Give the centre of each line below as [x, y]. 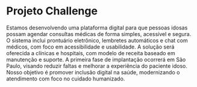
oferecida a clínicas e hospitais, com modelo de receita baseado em [91, 53]
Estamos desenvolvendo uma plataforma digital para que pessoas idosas [97, 28]
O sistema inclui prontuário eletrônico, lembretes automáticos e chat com [97, 40]
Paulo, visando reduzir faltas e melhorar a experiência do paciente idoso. [97, 66]
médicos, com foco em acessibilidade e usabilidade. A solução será [90, 47]
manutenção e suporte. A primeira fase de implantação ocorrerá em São [96, 59]
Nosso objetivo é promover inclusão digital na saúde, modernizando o [93, 72]
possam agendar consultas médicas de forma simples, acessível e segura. [99, 34]
